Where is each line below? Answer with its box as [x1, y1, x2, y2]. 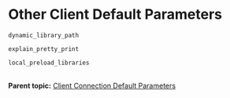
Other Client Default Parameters [8, 5, 223, 24]
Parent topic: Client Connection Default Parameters [8, 81, 176, 90]
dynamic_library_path [8, 31, 80, 39]
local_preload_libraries [8, 59, 90, 67]
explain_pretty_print [8, 45, 80, 53]
